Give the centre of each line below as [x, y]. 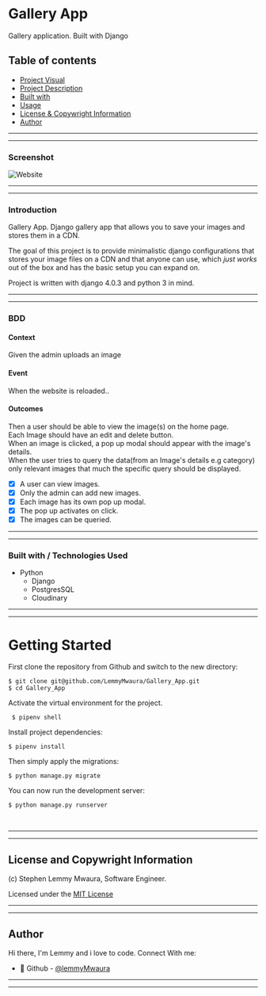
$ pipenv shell [36, 718]
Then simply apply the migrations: [64, 761]
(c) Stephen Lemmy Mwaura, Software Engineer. [87, 879]
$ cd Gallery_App [37, 689]
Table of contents [52, 61]
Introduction [32, 209]
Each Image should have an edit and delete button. [91, 435]
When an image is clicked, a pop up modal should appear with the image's [129, 443]
